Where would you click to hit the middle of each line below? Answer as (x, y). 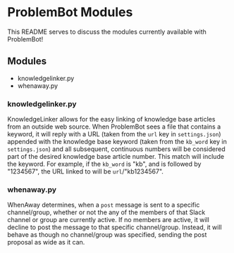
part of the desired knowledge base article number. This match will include (116, 157)
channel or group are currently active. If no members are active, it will (108, 220)
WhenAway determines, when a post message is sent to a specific (104, 205)
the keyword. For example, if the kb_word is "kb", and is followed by (104, 164)
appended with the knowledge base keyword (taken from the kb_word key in (117, 142)
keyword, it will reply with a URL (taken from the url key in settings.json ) (114, 134)
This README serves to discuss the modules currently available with (107, 32)
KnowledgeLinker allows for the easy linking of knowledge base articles (111, 119)
